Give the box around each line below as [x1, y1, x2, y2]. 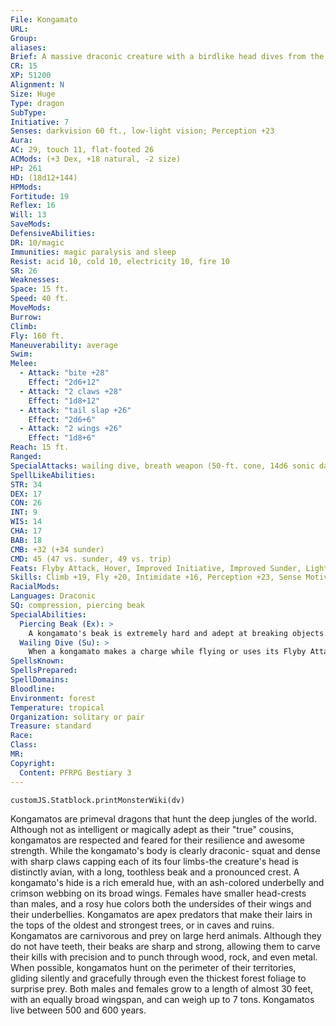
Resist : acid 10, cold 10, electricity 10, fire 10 [10, 256, 230, 266]
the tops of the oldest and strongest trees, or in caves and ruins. [10, 919, 275, 931]
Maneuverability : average [10, 340, 118, 350]
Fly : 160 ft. [10, 331, 65, 341]
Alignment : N [10, 80, 65, 90]
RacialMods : [10, 582, 60, 592]
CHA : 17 [10, 526, 43, 536]
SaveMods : [10, 219, 52, 230]
